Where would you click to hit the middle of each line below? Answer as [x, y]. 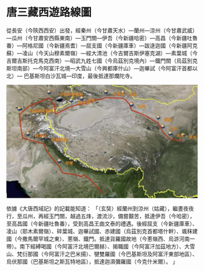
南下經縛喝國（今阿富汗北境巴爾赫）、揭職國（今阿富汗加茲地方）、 [102, 246]
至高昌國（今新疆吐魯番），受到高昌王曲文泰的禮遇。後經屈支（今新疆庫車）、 [102, 223]
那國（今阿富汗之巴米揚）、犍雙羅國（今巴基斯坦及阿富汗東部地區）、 [112, 254]
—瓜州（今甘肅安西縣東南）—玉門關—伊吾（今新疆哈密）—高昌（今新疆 [97, 38]
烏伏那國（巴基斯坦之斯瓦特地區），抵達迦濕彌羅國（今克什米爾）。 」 [92, 261]
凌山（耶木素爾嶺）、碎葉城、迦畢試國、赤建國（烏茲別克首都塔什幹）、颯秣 [99, 231]
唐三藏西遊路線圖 [49, 12]
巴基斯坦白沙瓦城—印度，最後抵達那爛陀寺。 [79, 76]
